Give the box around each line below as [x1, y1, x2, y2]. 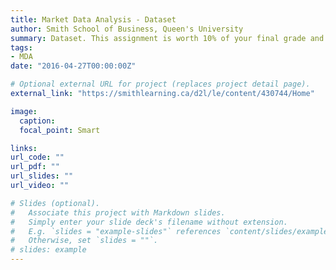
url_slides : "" [10, 171, 74, 181]
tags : [10, 42, 33, 53]
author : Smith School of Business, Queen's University [10, 24, 244, 34]
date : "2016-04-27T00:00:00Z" [10, 61, 137, 71]
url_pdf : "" [10, 162, 60, 172]
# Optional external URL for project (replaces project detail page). [10, 79, 311, 90]
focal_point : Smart [19, 125, 101, 135]
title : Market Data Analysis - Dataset [10, 14, 177, 25]
